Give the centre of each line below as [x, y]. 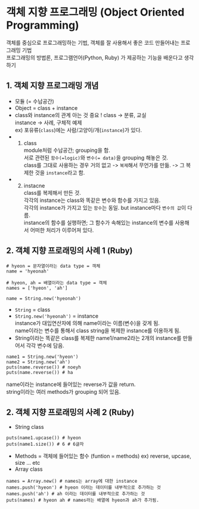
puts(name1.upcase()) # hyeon [44, 438]
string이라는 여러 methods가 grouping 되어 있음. [63, 391]
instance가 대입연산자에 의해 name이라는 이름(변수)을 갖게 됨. [87, 323]
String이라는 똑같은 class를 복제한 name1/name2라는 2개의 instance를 [98, 338]
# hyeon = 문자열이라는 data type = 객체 [53, 266]
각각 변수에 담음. [45, 345]
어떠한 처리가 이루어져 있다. [62, 230]
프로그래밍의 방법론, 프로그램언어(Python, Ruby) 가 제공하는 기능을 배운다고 [94, 57]
